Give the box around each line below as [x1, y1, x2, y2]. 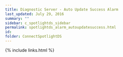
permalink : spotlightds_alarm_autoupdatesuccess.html [5, 25, 117, 30]
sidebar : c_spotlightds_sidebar [5, 20, 70, 26]
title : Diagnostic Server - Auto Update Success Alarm [5, 7, 119, 12]
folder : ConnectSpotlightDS [5, 34, 62, 39]
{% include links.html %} [5, 47, 54, 53]
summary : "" [5, 16, 29, 21]
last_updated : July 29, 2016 [5, 12, 64, 16]
